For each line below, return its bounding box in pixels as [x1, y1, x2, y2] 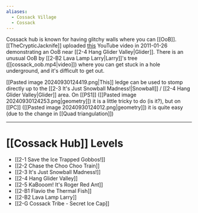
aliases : [6, 8, 28, 15]
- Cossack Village [11, 14, 57, 20]
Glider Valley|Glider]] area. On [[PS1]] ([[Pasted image [6, 91, 137, 98]
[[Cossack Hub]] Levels [6, 137, 124, 150]
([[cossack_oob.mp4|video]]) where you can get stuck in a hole [6, 61, 160, 68]
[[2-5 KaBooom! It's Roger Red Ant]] [14, 181, 103, 188]
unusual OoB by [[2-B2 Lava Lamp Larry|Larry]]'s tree [6, 54, 138, 62]
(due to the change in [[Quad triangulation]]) [6, 110, 114, 117]
